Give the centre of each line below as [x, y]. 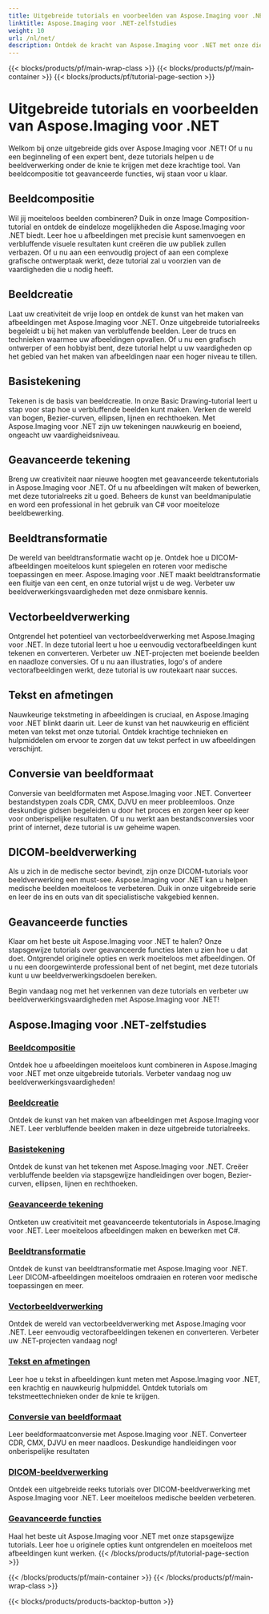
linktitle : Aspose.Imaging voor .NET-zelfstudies [93, 23]
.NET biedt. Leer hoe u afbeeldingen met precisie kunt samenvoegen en [127, 235]
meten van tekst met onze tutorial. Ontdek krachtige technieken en [118, 731]
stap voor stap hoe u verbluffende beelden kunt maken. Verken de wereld [130, 409]
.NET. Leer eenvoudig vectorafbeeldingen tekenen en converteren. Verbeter [134, 1332]
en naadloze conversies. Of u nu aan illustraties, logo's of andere [115, 661]
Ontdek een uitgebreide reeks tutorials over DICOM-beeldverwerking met [129, 1489]
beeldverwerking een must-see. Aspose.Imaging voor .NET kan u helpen [128, 880]
